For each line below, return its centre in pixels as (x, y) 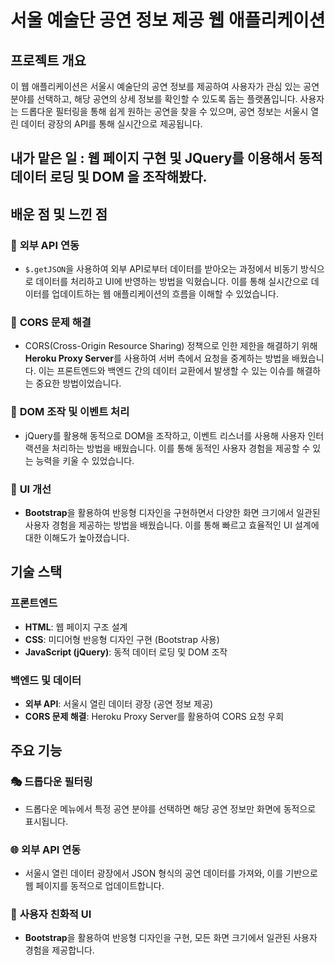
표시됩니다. (46, 821)
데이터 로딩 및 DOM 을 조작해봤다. (109, 177)
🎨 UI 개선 (31, 489)
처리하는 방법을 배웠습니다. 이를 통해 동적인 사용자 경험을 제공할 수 (181, 448)
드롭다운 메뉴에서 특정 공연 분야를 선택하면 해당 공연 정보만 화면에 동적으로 (170, 808)
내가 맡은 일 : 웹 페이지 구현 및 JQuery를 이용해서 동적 (166, 158)
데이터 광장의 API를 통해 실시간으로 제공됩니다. (111, 124)
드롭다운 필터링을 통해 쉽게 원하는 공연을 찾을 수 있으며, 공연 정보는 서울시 (164, 111)
